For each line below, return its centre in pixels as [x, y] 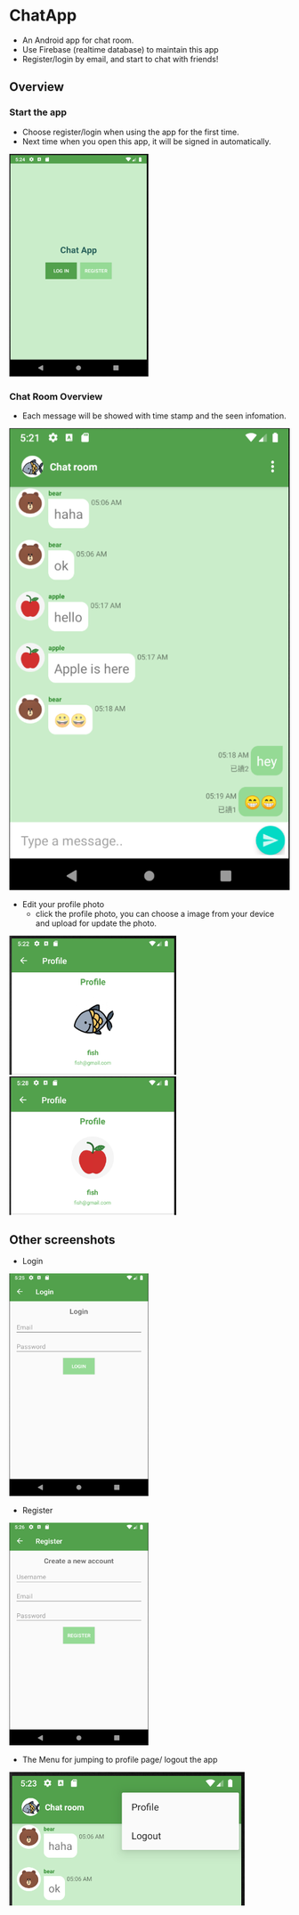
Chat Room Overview [56, 396]
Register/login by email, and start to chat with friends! [120, 59]
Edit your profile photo [63, 905]
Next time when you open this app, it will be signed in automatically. [146, 141]
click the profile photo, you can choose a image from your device [155, 914]
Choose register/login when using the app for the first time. [130, 132]
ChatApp [43, 16]
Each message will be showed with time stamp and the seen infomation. [154, 416]
